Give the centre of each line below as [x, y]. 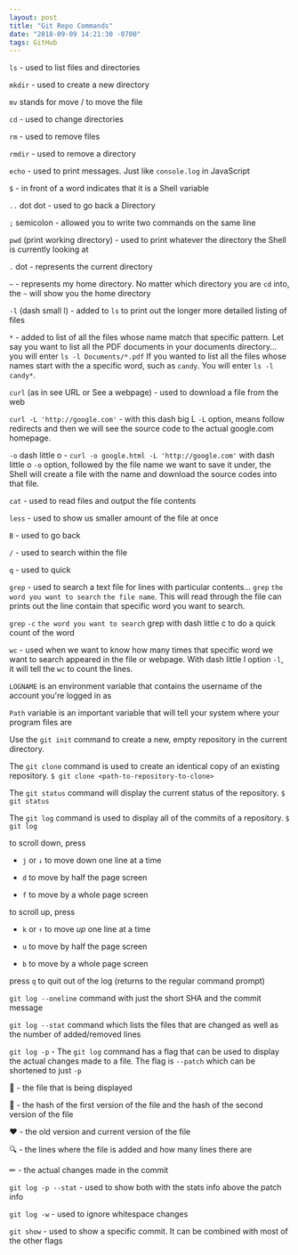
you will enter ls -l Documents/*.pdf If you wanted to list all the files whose [148, 356]
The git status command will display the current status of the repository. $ [147, 793]
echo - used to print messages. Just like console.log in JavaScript [130, 171]
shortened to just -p [45, 1071]
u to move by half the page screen [85, 947]
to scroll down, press [48, 843]
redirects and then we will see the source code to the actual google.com [141, 429]
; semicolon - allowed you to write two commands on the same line [133, 223]
